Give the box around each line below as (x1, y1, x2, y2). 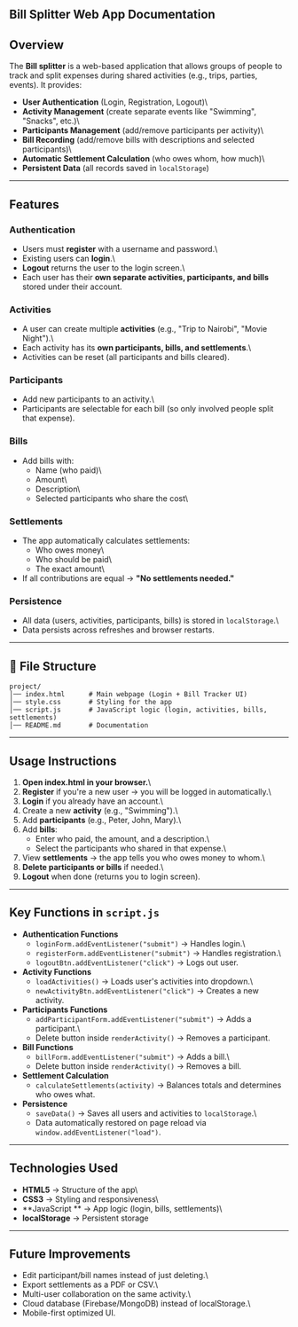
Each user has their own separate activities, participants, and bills (21, 271, 269, 282)
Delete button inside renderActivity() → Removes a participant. (35, 1033, 271, 1043)
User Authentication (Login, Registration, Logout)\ (21, 97, 208, 107)
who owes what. (35, 1088, 96, 1099)
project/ (9, 682, 42, 691)
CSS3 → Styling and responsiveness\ (21, 1193, 159, 1205)
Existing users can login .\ (21, 253, 115, 263)
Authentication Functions (21, 929, 119, 939)
